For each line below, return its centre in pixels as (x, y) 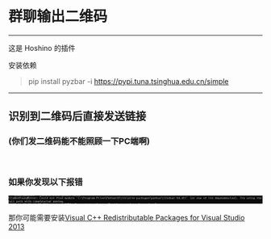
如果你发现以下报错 (46, 182)
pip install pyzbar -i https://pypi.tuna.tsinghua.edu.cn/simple (128, 81)
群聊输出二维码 (58, 17)
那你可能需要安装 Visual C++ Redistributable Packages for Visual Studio (127, 218)
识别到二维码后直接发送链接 (77, 117)
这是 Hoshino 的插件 (42, 48)
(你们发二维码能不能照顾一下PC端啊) (79, 141)
